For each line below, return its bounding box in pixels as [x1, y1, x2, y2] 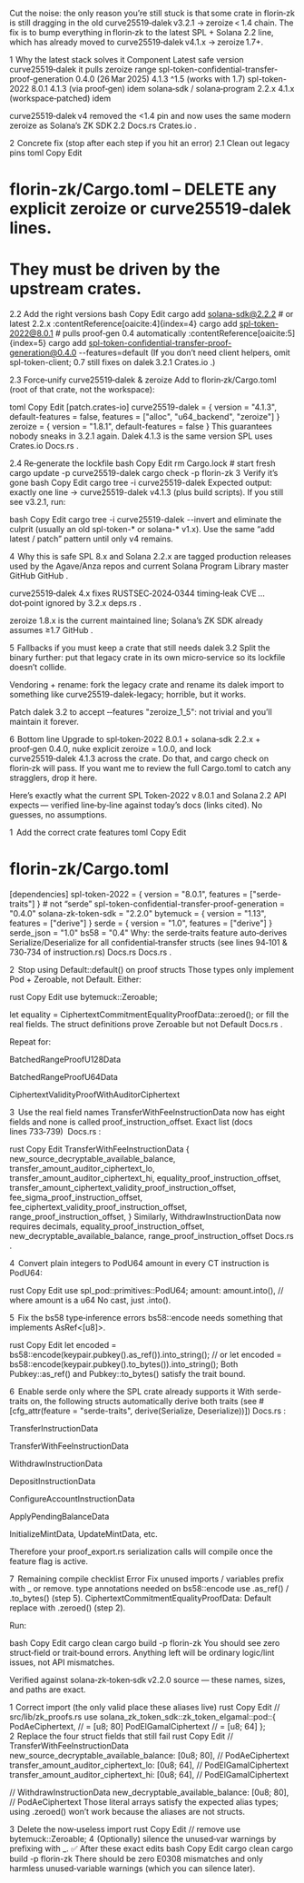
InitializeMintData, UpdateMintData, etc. [9, 1529, 159, 1540]
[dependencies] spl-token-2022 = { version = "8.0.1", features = [9, 889, 248, 900]
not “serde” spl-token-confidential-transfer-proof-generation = [49, 898, 286, 909]
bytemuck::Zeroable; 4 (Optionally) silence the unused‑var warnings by [9, 1834, 277, 1845]
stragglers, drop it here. [9, 772, 98, 784]
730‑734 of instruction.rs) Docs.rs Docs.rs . [9, 946, 172, 957]
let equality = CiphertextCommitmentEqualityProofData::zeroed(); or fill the [9, 1009, 289, 1020]
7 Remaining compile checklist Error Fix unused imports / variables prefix [9, 1573, 284, 1584]
